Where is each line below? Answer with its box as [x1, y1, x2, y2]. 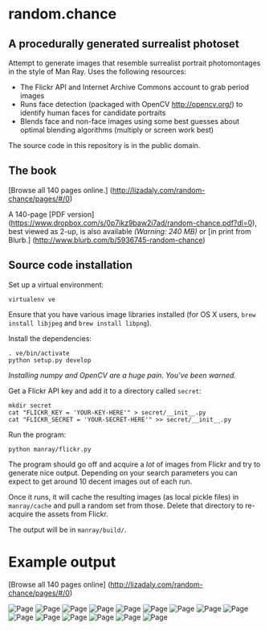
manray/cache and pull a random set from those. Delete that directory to [8, 500, 243, 510]
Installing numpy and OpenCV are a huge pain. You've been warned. [8, 370, 237, 380]
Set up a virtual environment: [8, 279, 104, 290]
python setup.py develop [8, 356, 92, 364]
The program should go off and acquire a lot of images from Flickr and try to [8, 459, 261, 469]
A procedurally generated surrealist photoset [8, 37, 239, 51]
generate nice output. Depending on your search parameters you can [8, 467, 238, 477]
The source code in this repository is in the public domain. [8, 141, 201, 150]
